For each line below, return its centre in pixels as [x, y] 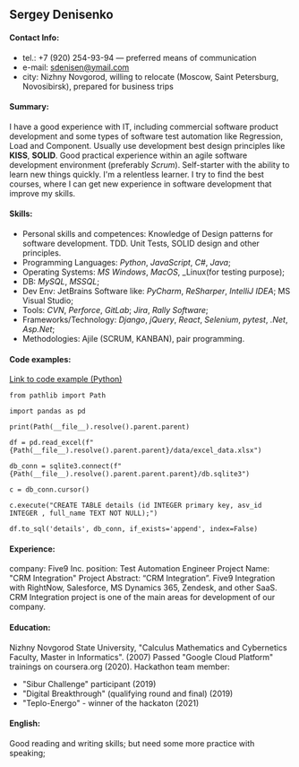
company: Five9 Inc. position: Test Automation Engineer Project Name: [140, 569]
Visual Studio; [48, 301]
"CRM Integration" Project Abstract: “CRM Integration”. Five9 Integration [142, 579]
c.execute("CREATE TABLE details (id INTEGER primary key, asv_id [136, 506]
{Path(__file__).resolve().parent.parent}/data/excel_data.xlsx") [136, 451]
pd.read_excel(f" [61, 443]
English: [25, 723]
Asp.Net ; [38, 329]
